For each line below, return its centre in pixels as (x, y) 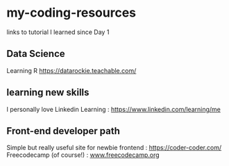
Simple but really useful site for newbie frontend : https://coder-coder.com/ (114, 148)
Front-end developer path (63, 131)
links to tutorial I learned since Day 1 (58, 32)
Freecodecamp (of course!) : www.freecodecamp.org (83, 155)
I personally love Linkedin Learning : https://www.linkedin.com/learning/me (114, 109)
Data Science (36, 54)
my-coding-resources (71, 13)
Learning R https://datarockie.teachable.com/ (71, 70)
